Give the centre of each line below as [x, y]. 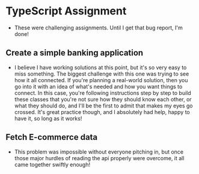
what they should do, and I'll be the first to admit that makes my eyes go [103, 106]
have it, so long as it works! [48, 118]
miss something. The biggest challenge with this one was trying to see [102, 74]
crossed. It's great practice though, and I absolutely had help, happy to [102, 112]
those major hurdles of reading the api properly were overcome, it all [99, 158]
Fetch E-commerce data [52, 137]
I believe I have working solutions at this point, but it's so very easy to [100, 67]
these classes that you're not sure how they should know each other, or [103, 99]
